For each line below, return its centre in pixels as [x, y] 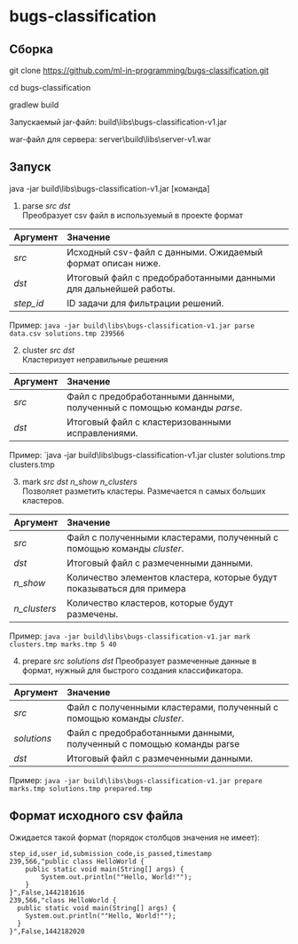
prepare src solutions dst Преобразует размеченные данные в [139, 661]
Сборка [31, 49]
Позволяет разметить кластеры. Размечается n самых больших [144, 491]
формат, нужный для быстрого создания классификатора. [133, 670]
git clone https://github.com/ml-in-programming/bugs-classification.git [139, 70]
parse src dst [46, 205]
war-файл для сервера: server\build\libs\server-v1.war [110, 139]
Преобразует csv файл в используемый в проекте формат [133, 215]
